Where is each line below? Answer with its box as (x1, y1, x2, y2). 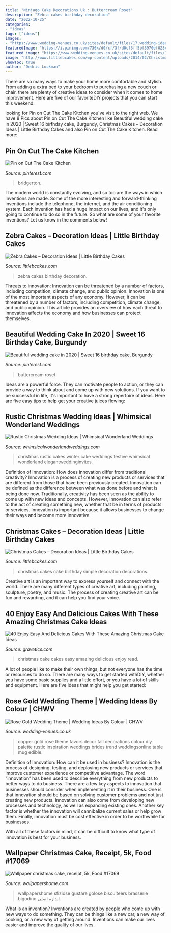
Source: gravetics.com (5, 646, 53, 652)
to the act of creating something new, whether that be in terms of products (5, 501, 162, 508)
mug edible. (17, 749, 43, 755)
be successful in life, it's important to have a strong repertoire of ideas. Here (5, 392, 165, 398)
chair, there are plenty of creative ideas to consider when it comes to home (5, 89, 163, 95)
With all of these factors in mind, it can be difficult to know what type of (5, 828, 155, 834)
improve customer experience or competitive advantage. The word (5, 770, 146, 776)
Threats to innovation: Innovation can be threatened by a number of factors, (5, 283, 164, 289)
